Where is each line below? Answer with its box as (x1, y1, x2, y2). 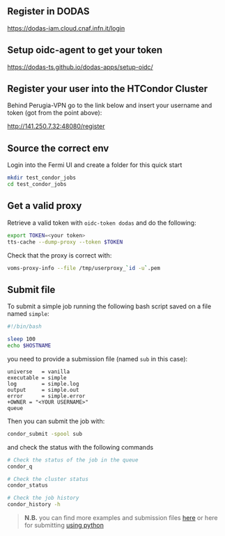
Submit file (7, 283, 56, 295)
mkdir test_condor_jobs (7, 174, 77, 182)
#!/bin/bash (7, 323, 42, 330)
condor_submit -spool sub (7, 430, 82, 437)
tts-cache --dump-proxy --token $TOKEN (7, 238, 123, 246)
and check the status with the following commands (7, 443, 154, 451)
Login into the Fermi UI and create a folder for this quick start (7, 161, 183, 169)
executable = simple (7, 374, 68, 381)
